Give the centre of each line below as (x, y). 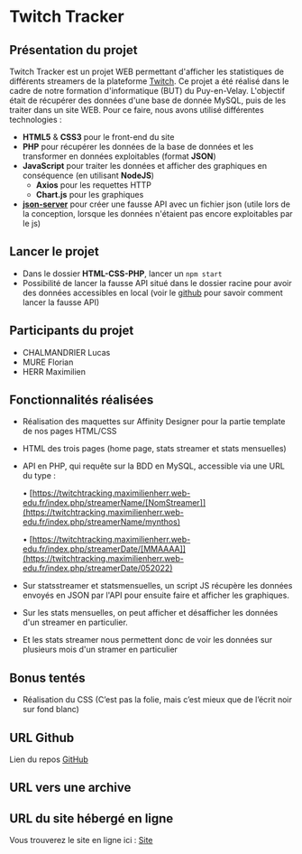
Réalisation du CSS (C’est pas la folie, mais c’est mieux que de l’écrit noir (157, 700)
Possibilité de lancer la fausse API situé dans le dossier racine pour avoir (157, 283)
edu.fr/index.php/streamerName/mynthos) (101, 522)
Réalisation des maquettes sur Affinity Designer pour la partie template (154, 422)
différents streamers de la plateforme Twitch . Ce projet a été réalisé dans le (149, 81)
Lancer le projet (54, 251)
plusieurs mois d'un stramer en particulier (100, 650)
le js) (32, 223)
